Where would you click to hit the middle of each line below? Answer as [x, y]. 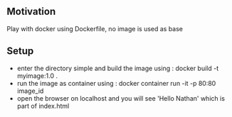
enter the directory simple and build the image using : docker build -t [118, 68]
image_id [30, 91]
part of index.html [43, 106]
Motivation [31, 12]
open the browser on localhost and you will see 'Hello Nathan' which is [121, 98]
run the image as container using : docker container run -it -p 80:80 [116, 83]
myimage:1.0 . [37, 76]
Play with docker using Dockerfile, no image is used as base [95, 28]
